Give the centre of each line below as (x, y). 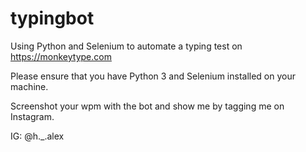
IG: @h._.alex (37, 136)
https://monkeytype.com (61, 56)
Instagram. (32, 116)
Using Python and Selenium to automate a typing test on (126, 46)
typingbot (52, 18)
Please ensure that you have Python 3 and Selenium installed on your (153, 76)
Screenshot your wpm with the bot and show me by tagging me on (147, 106)
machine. (29, 86)
